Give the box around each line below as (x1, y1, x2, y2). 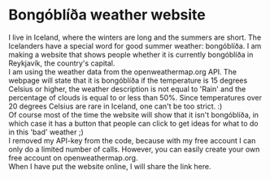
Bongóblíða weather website (8, 6, 206, 24)
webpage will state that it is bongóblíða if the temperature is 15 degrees (8, 75, 248, 85)
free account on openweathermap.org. (8, 152, 138, 163)
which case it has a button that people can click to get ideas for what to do (8, 118, 259, 128)
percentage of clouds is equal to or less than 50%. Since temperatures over (8, 92, 263, 102)
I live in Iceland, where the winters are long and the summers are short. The (8, 32, 262, 42)
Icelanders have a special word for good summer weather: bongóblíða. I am (8, 40, 262, 50)
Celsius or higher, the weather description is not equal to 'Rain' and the (8, 83, 246, 94)
